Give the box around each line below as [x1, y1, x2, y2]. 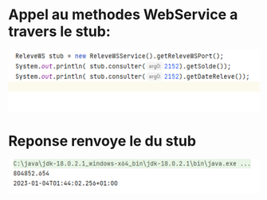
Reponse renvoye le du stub [8, 132, 197, 151]
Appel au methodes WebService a [8, 6, 238, 24]
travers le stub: [8, 22, 111, 41]
